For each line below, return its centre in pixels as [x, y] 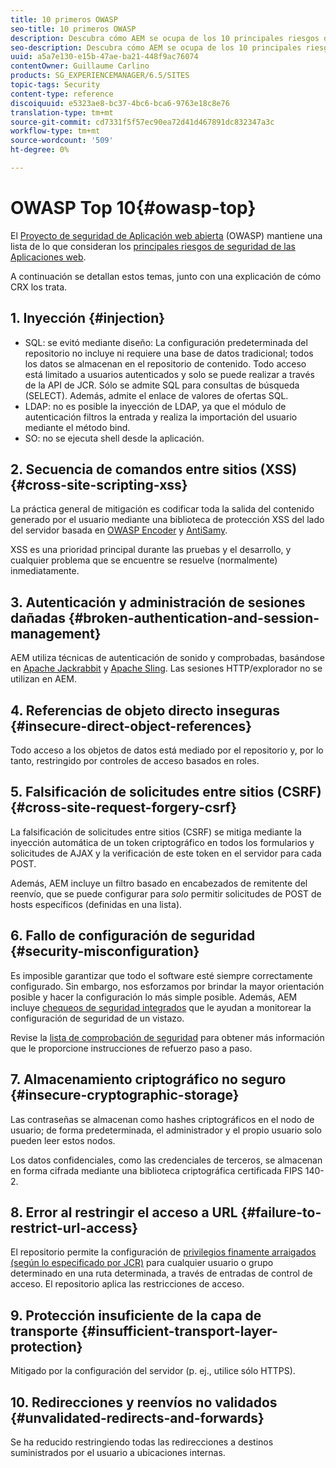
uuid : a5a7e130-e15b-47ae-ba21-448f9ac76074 [104, 57]
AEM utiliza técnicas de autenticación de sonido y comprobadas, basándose [167, 658]
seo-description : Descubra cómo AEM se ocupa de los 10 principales [156, 47]
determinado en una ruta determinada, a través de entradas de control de [161, 1273]
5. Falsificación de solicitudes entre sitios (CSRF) [166, 792]
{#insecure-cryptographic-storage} [125, 1095]
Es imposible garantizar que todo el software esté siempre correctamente [161, 975]
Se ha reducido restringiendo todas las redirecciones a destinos [142, 1442]
